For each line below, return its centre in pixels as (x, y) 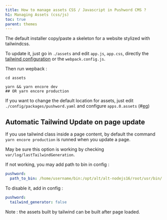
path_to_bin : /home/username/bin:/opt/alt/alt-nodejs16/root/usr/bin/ (86, 178)
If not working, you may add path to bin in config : (57, 164)
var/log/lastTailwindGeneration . (40, 155)
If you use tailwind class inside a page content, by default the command (80, 134)
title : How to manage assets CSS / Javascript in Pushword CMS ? (76, 10)
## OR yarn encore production (37, 92)
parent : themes (21, 24)
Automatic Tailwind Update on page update (75, 122)
